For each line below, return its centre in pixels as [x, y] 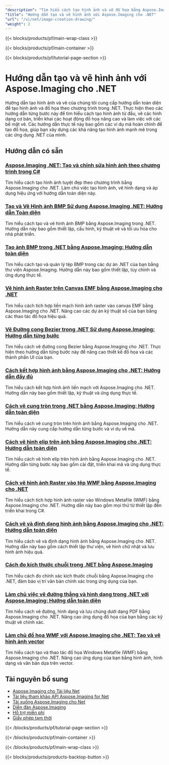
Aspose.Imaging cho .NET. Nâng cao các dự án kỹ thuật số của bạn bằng [81, 311]
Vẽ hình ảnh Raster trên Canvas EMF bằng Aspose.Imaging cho [84, 288]
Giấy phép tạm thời [32, 718]
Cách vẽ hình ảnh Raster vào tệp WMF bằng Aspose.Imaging [81, 483]
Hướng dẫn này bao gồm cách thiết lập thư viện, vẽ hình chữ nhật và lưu [80, 546]
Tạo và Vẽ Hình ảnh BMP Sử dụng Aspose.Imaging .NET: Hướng [84, 206]
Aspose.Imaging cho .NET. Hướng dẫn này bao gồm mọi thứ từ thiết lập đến [83, 505]
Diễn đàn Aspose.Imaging [39, 707]
